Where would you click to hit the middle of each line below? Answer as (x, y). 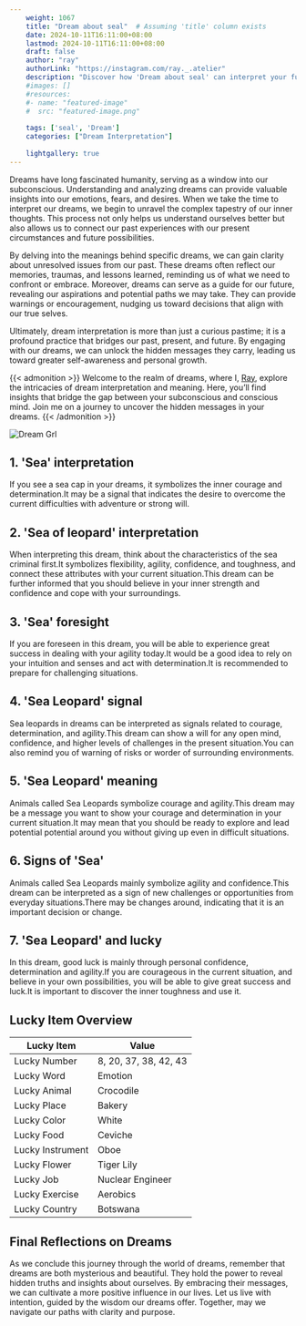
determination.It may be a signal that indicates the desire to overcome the (148, 494)
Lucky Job (36, 1179)
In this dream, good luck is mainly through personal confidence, (129, 962)
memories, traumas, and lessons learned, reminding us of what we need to (150, 274)
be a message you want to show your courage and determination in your (146, 813)
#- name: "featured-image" (77, 103)
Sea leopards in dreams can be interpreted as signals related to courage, (146, 723)
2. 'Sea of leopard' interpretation (104, 533)
